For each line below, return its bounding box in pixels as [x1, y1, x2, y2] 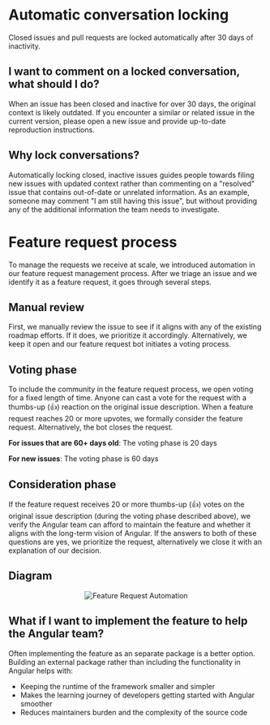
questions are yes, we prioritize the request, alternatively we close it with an [8, 537, 262, 546]
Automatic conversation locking [8, 6, 229, 24]
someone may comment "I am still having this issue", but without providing [8, 196, 258, 205]
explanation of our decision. [8, 546, 102, 555]
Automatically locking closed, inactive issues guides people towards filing [8, 170, 255, 179]
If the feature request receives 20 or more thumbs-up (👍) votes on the [8, 499, 245, 509]
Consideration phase [8, 477, 117, 491]
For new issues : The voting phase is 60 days [8, 454, 159, 464]
